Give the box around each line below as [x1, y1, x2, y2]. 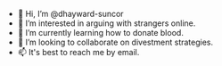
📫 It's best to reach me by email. [17, 47, 140, 57]
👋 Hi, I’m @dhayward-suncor [17, 9, 124, 19]
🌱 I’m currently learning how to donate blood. [17, 28, 185, 37]
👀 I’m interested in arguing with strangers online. [17, 18, 196, 29]
